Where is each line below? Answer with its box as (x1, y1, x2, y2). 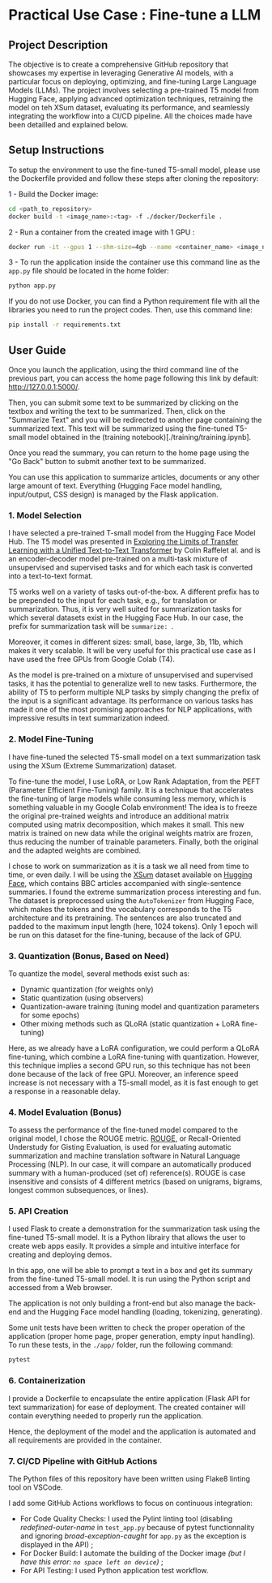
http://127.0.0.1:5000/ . (8, 382, 80, 391)
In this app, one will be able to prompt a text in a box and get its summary (8, 1266, 253, 1275)
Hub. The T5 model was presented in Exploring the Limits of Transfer (8, 537, 239, 547)
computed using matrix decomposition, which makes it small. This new (8, 819, 244, 829)
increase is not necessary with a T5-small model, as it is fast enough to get (8, 1078, 259, 1087)
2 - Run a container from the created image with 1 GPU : (8, 227, 195, 237)
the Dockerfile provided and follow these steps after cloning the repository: (8, 173, 259, 183)
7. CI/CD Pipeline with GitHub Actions (8, 1455, 158, 1466)
